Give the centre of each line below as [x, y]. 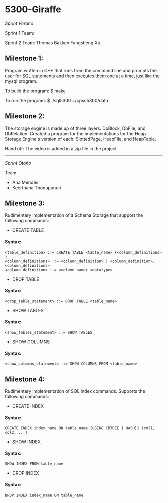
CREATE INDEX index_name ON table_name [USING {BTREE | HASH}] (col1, [80, 428]
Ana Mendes [25, 182]
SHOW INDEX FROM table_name [34, 464]
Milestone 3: [25, 203]
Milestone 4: [25, 379]
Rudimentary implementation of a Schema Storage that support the [74, 215]
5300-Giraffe [33, 9]
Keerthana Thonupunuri [37, 187]
